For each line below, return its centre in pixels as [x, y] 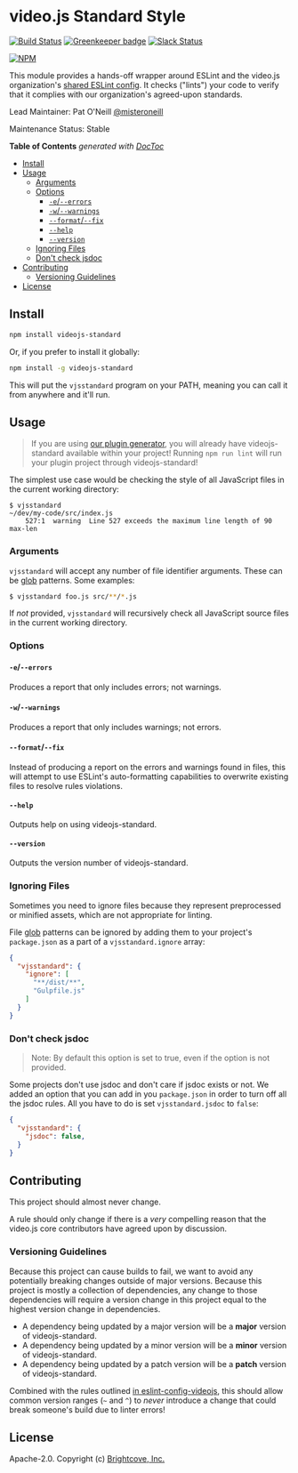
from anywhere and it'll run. [60, 394]
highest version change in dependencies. [85, 1308]
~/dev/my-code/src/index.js [61, 513]
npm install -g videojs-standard [71, 368]
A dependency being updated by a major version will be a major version [154, 1326]
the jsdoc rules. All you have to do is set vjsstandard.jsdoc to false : [134, 1104]
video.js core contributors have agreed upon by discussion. [118, 1228]
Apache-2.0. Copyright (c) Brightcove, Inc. [87, 1459]
